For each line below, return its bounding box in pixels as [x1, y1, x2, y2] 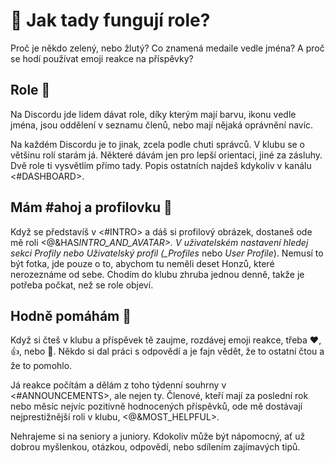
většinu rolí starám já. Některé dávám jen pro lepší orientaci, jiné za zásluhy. [10, 149, 323, 161]
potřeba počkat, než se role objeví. [10, 279, 154, 291]
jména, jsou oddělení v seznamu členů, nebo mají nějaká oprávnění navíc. [10, 119, 314, 131]
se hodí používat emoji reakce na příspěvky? [10, 52, 194, 64]
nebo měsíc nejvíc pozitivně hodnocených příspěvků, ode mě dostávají [10, 400, 303, 413]
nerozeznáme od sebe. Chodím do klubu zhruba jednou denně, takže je [10, 268, 305, 280]
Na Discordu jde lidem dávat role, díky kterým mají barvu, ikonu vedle [10, 108, 297, 120]
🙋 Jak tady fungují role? [10, 9, 211, 32]
